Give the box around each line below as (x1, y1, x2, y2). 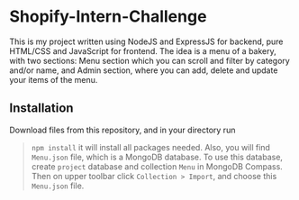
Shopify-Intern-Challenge (9, 6, 207, 27)
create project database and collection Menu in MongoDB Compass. (31, 160, 284, 172)
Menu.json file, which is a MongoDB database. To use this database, (31, 151, 284, 162)
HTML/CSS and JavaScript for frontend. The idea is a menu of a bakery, (9, 45, 276, 56)
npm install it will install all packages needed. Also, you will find (31, 141, 270, 152)
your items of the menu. (9, 74, 98, 85)
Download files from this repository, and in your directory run (9, 124, 236, 135)
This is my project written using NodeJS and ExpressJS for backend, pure (9, 36, 284, 47)
